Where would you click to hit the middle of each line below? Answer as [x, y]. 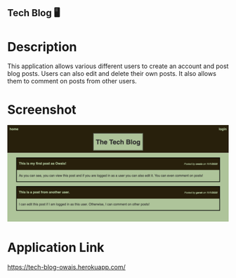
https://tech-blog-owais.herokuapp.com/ [67, 267]
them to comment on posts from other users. [72, 81]
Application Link [56, 247]
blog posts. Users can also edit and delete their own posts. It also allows [112, 74]
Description [42, 47]
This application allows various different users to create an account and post [118, 66]
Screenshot [42, 110]
